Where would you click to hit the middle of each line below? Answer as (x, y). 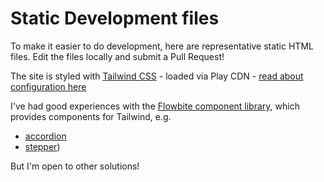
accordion (45, 136)
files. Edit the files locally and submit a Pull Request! (117, 56)
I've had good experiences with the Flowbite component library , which (155, 106)
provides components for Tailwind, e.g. (91, 116)
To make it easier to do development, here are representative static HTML (162, 46)
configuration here (48, 86)
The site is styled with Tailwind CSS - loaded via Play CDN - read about (157, 76)
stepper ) (42, 146)
